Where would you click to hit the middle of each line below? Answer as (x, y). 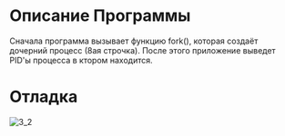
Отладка (44, 97)
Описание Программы (100, 16)
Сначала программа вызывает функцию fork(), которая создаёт (134, 41)
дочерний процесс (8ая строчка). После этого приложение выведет (142, 50)
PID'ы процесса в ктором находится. (81, 60)
